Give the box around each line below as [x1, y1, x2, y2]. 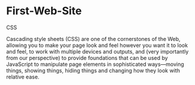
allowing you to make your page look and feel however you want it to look [6, 42, 188, 49]
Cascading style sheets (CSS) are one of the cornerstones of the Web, [6, 35, 181, 42]
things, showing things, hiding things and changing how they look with [6, 67, 180, 74]
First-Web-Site [6, 4, 82, 18]
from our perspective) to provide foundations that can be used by [6, 54, 168, 61]
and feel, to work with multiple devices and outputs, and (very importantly [6, 48, 189, 55]
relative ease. [6, 73, 40, 80]
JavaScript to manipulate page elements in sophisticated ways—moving [6, 61, 184, 68]
